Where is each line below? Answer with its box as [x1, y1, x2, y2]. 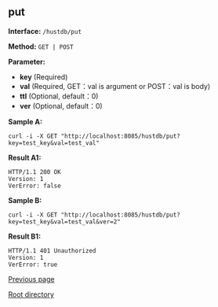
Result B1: [8, 231, 42, 241]
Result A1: [8, 153, 42, 162]
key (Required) [19, 72, 68, 81]
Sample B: [8, 195, 42, 205]
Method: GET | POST [8, 42, 74, 51]
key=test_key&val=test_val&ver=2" [8, 217, 122, 226]
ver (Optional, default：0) [19, 101, 104, 110]
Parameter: [8, 57, 45, 66]
